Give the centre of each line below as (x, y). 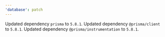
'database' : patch (24, 10)
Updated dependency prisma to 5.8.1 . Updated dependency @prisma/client (83, 24)
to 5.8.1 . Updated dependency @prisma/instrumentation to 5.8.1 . (72, 29)
